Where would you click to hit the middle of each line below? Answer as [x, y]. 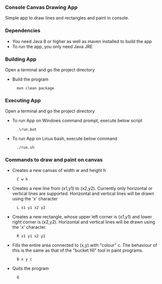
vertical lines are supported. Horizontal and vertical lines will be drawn [83, 194]
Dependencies [23, 31]
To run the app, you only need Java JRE [52, 46]
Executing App [23, 100]
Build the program [30, 79]
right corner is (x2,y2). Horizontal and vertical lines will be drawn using [83, 222]
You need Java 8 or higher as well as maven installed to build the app [82, 41]
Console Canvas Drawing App [41, 7]
